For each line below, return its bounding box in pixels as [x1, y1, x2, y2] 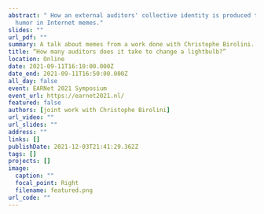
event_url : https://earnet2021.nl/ [8, 92, 125, 100]
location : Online [8, 56, 65, 63]
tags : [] [8, 150, 37, 158]
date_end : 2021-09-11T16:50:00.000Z [8, 70, 128, 78]
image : [8, 165, 30, 172]
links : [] [8, 135, 41, 143]
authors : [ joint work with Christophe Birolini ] [8, 107, 170, 114]
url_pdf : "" [8, 33, 47, 42]
